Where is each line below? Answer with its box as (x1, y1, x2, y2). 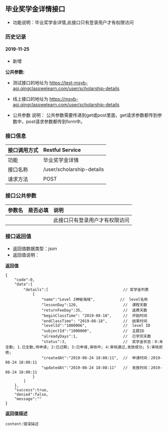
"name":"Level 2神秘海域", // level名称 (41, 297, 148, 302)
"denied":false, (14, 392, 49, 397)
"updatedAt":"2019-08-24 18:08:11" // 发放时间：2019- (41, 365, 163, 370)
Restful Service (43, 146, 81, 153)
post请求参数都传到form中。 (26, 118, 85, 125)
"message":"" (14, 396, 42, 402)
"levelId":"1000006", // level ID (41, 323, 151, 328)
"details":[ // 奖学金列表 (23, 287, 149, 292)
